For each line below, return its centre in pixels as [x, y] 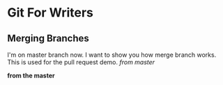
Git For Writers [51, 13]
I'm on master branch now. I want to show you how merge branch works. [112, 55]
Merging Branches [48, 38]
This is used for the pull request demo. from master [81, 62]
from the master [31, 75]
